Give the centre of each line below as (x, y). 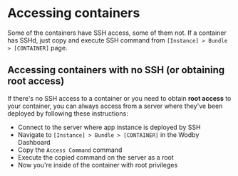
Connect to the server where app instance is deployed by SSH (109, 127)
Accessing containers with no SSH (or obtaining (116, 70)
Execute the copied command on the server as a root (96, 157)
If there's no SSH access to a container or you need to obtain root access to (119, 98)
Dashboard (34, 142)
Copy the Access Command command (70, 150)
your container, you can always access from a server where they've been (115, 106)
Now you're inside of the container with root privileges (98, 165)
